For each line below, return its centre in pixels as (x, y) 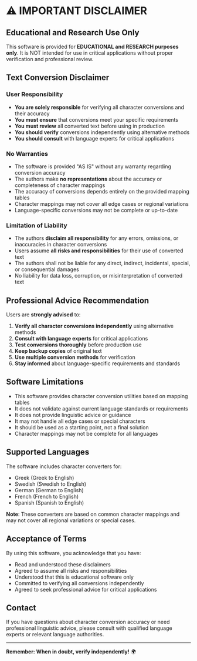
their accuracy (32, 113)
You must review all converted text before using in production (90, 126)
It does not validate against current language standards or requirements (101, 408)
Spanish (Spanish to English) (49, 503)
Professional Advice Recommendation (78, 300)
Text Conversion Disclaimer (58, 78)
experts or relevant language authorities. (55, 635)
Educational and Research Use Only (73, 33)
